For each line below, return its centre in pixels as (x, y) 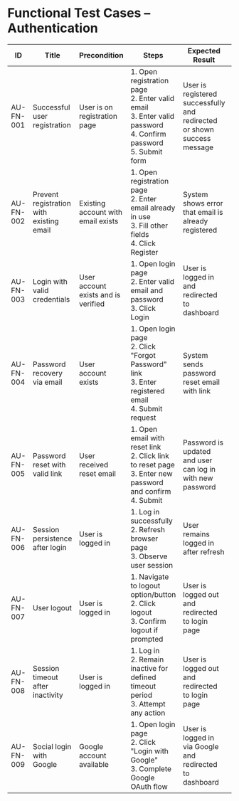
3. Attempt (148, 704)
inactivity (48, 695)
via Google (201, 746)
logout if (144, 630)
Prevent (46, 194)
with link (197, 391)
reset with (49, 465)
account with (101, 212)
